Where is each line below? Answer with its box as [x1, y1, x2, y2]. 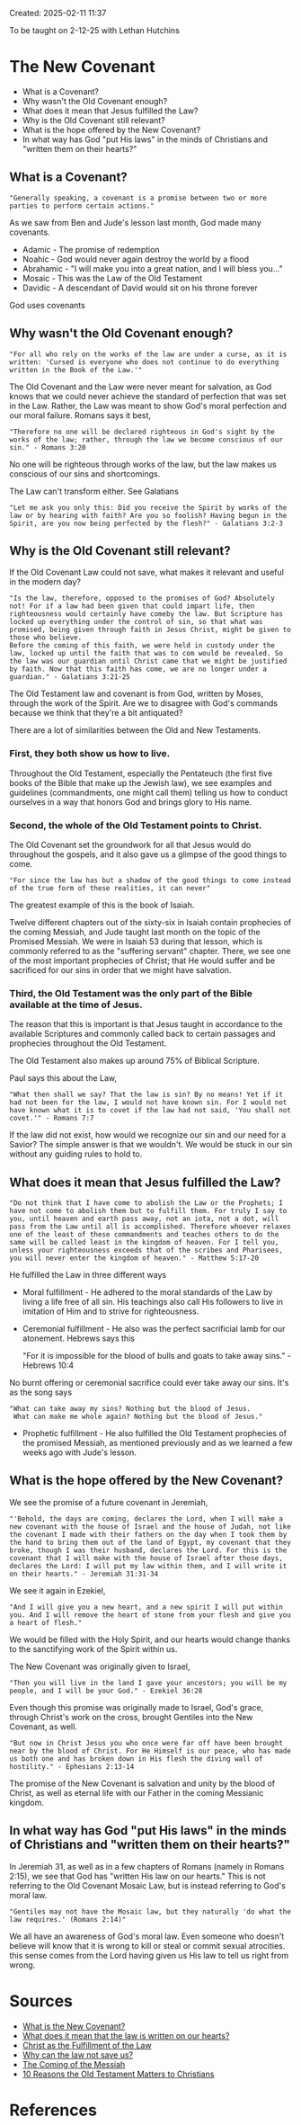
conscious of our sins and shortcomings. [9, 468, 161, 479]
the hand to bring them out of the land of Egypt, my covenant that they [9, 1538, 292, 1547]
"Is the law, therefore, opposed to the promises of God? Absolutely [9, 594, 276, 603]
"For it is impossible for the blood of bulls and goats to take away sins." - [22, 1351, 292, 1362]
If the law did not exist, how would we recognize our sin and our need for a [9, 1129, 287, 1140]
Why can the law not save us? [22, 2049, 134, 2060]
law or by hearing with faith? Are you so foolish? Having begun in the [9, 511, 288, 520]
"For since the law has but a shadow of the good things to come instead [9, 876, 292, 885]
